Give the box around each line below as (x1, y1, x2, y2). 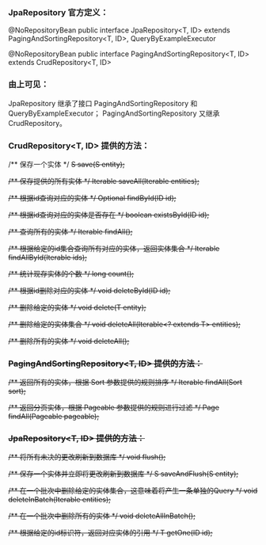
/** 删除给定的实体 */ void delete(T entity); (8, 303, 146, 312)
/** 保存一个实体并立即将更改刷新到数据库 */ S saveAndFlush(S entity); (8, 469, 239, 478)
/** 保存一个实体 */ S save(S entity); (8, 159, 125, 169)
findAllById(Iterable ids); (8, 252, 87, 262)
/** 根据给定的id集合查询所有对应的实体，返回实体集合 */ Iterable (8, 243, 220, 253)
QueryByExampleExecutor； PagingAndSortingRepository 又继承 (8, 109, 220, 118)
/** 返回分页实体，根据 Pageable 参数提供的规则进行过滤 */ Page (8, 402, 220, 413)
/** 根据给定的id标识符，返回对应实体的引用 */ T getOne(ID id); (8, 528, 213, 538)
